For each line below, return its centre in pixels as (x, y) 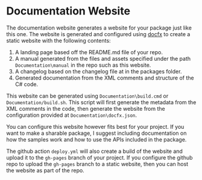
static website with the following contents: (58, 40)
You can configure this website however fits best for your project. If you (95, 126)
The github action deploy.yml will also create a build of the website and (94, 151)
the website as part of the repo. (45, 170)
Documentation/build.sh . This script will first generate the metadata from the (101, 102)
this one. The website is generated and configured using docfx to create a (98, 34)
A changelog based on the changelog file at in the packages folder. (98, 71)
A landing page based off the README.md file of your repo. (89, 52)
